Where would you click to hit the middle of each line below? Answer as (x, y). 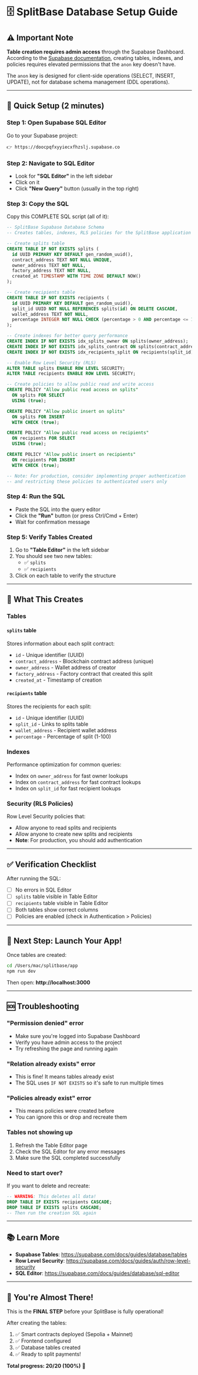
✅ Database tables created (48, 1347)
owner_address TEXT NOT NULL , (49, 265)
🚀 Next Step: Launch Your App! (64, 941)
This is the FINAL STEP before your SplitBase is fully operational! (85, 1311)
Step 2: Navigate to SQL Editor (51, 163)
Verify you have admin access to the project (68, 1042)
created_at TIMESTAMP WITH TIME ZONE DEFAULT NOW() (77, 276)
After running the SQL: (34, 879)
